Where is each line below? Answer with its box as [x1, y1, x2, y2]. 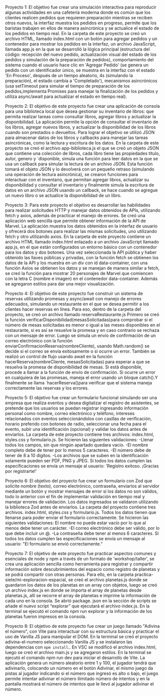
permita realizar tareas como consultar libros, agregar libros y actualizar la [5, 114, 156, 119]
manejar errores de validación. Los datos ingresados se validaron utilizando [5, 499, 159, 505]
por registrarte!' [5, 468, 37, 474]
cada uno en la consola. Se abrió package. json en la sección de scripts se [5, 598, 157, 603]
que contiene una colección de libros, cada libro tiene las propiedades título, [5, 150, 160, 156]
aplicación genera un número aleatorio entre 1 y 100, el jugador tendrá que [5, 660, 156, 666]
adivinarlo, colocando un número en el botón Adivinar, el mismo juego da [5, 665, 154, 671]
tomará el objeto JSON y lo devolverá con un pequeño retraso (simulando [5, 166, 155, 172]
